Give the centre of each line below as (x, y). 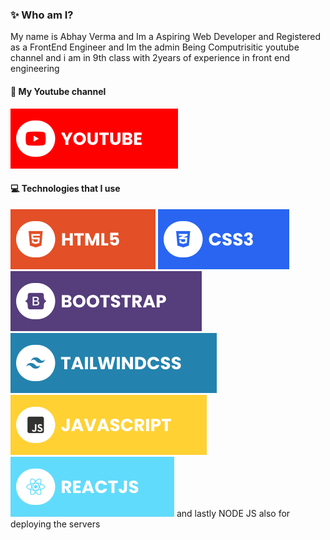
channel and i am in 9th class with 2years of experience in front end (150, 58)
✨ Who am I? (42, 15)
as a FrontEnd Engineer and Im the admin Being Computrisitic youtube (155, 47)
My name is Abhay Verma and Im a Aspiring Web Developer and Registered (165, 37)
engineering (35, 69)
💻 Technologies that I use (65, 189)
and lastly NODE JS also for (233, 513)
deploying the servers (55, 524)
